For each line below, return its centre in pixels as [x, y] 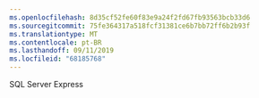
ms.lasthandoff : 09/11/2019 [62, 51]
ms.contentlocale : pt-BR [56, 42]
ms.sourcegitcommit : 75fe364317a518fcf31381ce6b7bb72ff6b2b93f [130, 26]
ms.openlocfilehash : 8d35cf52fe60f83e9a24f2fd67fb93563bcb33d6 [130, 17]
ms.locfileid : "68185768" [57, 59]
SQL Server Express [46, 84]
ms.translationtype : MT [54, 34]
